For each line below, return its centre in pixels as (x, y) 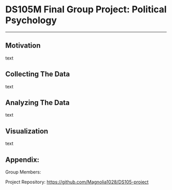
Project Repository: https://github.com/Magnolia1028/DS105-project (77, 182)
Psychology (31, 20)
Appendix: (22, 159)
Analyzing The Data (38, 102)
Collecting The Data (38, 74)
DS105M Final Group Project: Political (86, 9)
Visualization (27, 131)
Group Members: (23, 172)
